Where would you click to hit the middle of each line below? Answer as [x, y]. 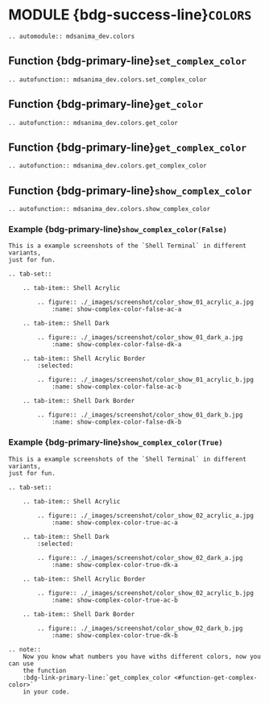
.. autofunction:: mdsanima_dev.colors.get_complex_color [108, 166]
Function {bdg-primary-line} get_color [106, 104]
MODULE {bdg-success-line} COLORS [130, 15]
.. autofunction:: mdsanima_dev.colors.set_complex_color [108, 79]
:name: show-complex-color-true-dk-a [115, 565]
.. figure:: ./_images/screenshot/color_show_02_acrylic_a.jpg [145, 516]
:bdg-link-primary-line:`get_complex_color [97, 677]
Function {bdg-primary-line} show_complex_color [130, 190]
